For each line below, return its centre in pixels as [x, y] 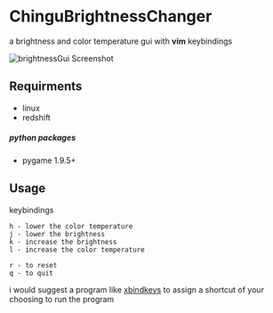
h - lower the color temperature [71, 226]
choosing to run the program [62, 299]
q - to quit [31, 273]
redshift [36, 117]
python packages [43, 138]
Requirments [46, 86]
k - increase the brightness [63, 242]
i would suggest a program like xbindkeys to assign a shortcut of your [137, 289]
